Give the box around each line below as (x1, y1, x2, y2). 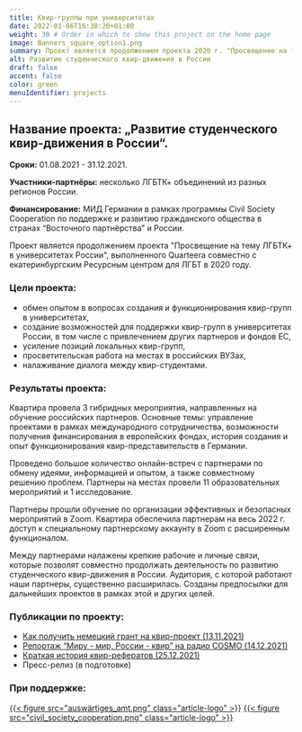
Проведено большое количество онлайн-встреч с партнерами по (9, 457, 263, 468)
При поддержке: (9, 682, 87, 694)
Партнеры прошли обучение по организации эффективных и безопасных (9, 504, 292, 515)
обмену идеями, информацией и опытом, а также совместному (9, 467, 255, 478)
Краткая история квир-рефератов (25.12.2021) (22, 650, 200, 661)
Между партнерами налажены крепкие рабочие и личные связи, (9, 550, 261, 560)
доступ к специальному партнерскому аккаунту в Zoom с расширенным (9, 523, 290, 534)
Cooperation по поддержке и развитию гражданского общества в (9, 213, 262, 225)
